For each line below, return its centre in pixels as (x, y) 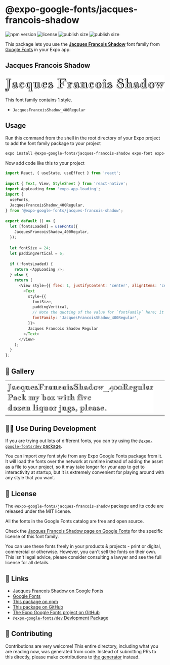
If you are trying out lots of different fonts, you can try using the (72, 441)
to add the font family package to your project (53, 143)
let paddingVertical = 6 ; (37, 253)
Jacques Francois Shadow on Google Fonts (58, 591)
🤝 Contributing (29, 634)
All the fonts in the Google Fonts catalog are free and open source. (75, 521)
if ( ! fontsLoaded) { (31, 264)
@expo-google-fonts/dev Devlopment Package (60, 618)
